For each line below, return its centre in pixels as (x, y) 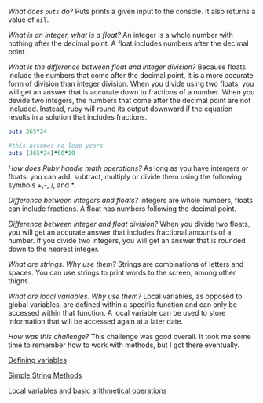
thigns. (19, 281)
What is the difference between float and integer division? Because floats (127, 67)
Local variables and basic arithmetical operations (88, 390)
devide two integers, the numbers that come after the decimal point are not (130, 100)
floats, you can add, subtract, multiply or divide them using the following (125, 176)
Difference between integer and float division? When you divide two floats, (129, 224)
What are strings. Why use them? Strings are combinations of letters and (126, 264)
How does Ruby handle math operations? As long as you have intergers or (128, 168)
